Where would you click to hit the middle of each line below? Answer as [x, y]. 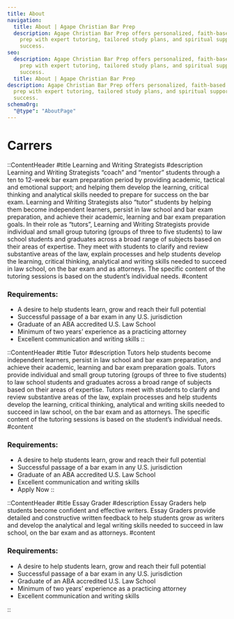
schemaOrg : [23, 105]
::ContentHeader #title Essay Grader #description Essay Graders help [107, 503]
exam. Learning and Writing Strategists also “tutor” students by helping [109, 202]
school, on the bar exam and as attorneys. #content [81, 533]
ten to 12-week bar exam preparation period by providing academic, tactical [116, 179]
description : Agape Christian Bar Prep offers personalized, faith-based [117, 85]
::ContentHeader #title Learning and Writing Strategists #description [105, 165]
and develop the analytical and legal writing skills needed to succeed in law [115, 525]
